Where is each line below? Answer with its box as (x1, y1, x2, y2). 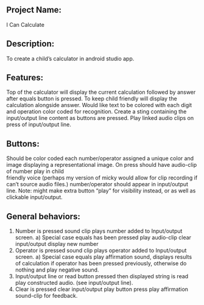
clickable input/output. (6, 194, 63, 201)
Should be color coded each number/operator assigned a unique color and (6, 155, 194, 162)
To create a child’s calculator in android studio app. (6, 55, 135, 62)
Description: (6, 39, 55, 49)
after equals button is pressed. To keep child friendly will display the (6, 95, 178, 102)
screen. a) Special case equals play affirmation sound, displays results (15, 253, 192, 261)
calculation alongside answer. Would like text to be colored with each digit (6, 102, 192, 109)
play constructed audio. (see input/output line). (15, 279, 133, 287)
